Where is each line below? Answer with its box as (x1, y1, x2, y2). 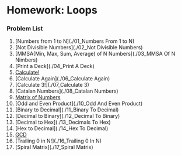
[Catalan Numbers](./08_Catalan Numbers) (15, 87, 119, 94)
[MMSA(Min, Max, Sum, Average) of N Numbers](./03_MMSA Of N (15, 50, 176, 57)
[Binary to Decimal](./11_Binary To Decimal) (15, 106, 119, 113)
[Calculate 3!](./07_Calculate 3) (15, 82, 89, 89)
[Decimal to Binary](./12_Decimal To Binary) (15, 113, 120, 120)
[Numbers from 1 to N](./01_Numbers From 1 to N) (15, 38, 135, 45)
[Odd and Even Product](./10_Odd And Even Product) (15, 100, 143, 107)
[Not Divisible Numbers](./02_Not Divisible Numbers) (15, 44, 143, 51)
